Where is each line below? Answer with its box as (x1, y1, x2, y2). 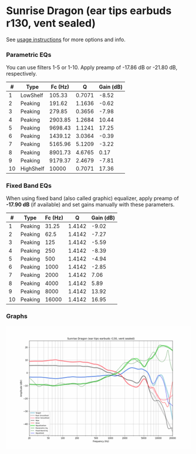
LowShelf (20, 92, 43, 99)
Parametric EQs (6, 50, 52, 59)
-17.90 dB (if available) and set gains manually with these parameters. (6, 201, 175, 208)
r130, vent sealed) (6, 16, 96, 30)
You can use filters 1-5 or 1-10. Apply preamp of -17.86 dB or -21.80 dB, (6, 64, 178, 71)
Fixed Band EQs (6, 181, 52, 189)
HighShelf (20, 165, 45, 172)
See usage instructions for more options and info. (6, 36, 126, 43)
